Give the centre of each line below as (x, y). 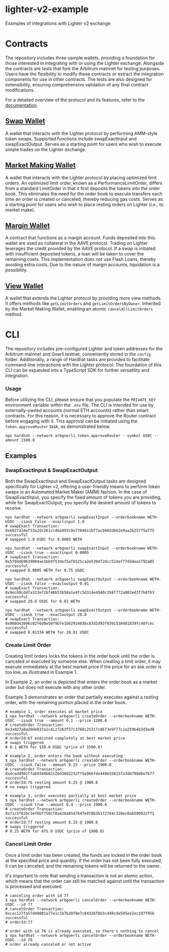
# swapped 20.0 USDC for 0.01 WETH (43, 601)
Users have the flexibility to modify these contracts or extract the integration (84, 74)
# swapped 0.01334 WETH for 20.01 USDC (47, 633)
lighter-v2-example (47, 9)
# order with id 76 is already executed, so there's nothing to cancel (82, 931)
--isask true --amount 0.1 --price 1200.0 (62, 721)
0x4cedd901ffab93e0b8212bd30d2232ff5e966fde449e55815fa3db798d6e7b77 (80, 774)
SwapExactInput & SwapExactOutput (52, 470)
